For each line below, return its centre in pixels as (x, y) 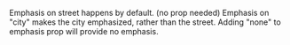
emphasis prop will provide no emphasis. (84, 31)
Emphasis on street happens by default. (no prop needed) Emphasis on (139, 13)
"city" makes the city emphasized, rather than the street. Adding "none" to (145, 22)
